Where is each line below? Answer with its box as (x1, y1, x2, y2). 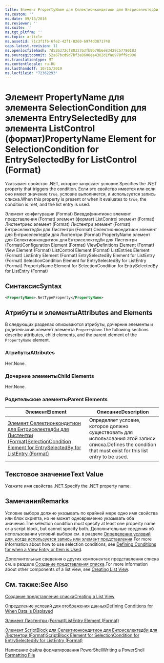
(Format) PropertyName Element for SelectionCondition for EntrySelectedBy (5, 262, 158, 269)
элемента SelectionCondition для (5, 102, 147, 113)
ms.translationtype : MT (5, 57, 54, 62)
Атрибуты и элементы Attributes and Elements (5, 308, 153, 317)
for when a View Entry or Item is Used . (5, 546, 82, 552)
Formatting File (5, 652, 36, 658)
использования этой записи (89, 435, 156, 442)
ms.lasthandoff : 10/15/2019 (5, 66, 62, 71)
